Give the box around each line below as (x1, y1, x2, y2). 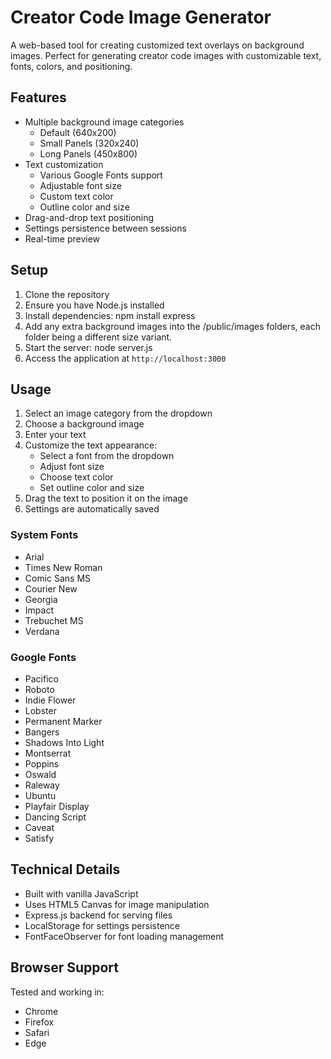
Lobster (24, 704, 57, 716)
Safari (24, 1026, 50, 1038)
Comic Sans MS (24, 572, 92, 584)
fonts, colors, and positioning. (10, 60, 133, 72)
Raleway (24, 779, 60, 791)
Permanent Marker (24, 715, 103, 727)
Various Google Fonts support (39, 169, 163, 181)
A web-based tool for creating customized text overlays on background (10, 39, 305, 51)
